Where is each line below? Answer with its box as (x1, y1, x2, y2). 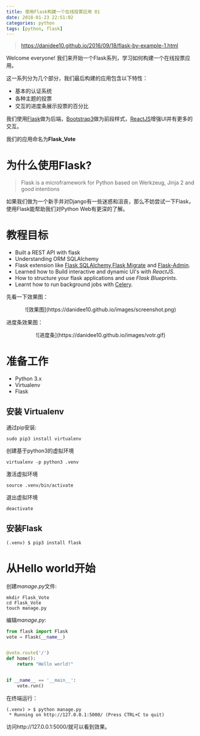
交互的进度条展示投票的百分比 (14, 103, 89, 110)
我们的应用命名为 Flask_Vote (6, 136, 76, 143)
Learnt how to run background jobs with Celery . (14, 281, 133, 288)
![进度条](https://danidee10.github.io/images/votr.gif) (35, 332, 166, 339)
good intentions (20, 186, 60, 193)
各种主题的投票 (14, 95, 52, 102)
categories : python (6, 20, 55, 26)
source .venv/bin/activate (6, 482, 74, 488)
